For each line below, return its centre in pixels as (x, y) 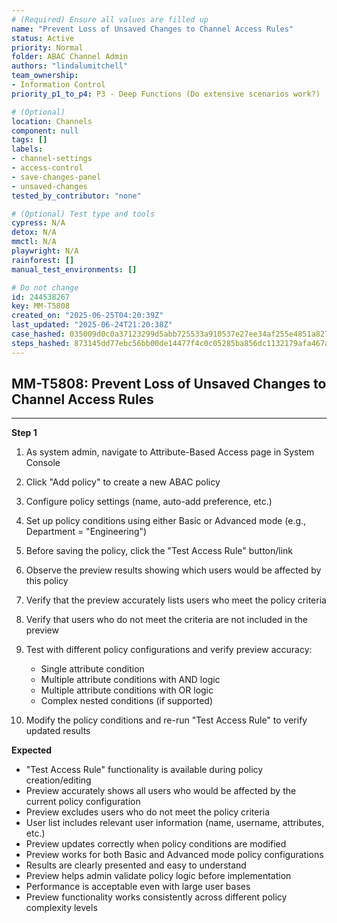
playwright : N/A (45, 251)
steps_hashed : (41, 343)
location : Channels (52, 121)
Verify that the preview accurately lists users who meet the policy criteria (176, 600)
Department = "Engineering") (86, 532)
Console (43, 463)
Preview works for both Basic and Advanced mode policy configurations (174, 855)
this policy (47, 581)
